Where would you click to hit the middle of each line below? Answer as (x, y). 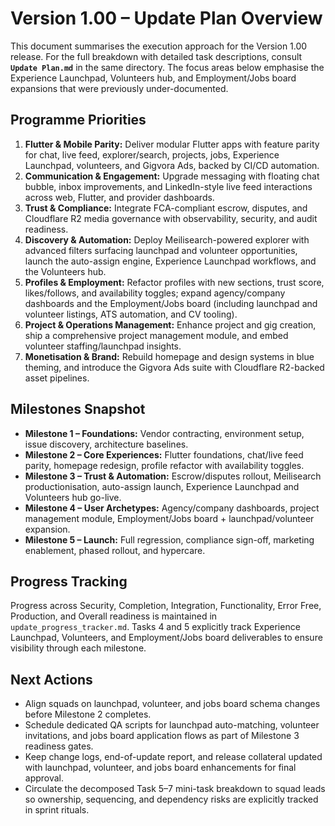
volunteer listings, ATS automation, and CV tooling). (131, 314)
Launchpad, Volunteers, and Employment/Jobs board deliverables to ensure (166, 638)
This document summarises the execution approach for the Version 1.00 (159, 46)
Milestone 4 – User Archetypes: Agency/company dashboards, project (172, 508)
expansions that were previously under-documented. (119, 88)
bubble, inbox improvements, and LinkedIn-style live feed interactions (168, 186)
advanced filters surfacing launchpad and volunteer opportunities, (161, 250)
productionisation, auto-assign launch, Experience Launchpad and (162, 486)
